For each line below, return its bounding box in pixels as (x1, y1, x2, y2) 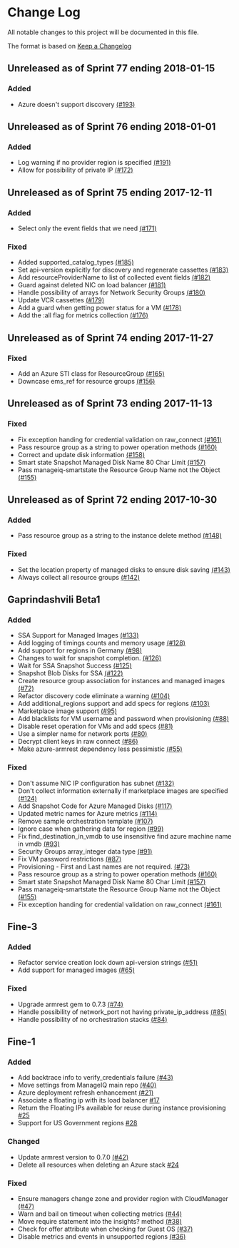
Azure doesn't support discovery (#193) (17, 100, 136, 108)
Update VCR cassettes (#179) (17, 296, 105, 305)
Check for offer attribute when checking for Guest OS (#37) (17, 1224, 193, 1233)
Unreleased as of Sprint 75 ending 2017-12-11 (7, 186, 213, 198)
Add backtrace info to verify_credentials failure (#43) (17, 1073, 173, 1082)
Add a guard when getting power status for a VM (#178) (17, 304, 182, 312)
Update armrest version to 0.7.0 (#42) (17, 1152, 129, 1161)
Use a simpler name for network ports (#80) (17, 730, 148, 738)
